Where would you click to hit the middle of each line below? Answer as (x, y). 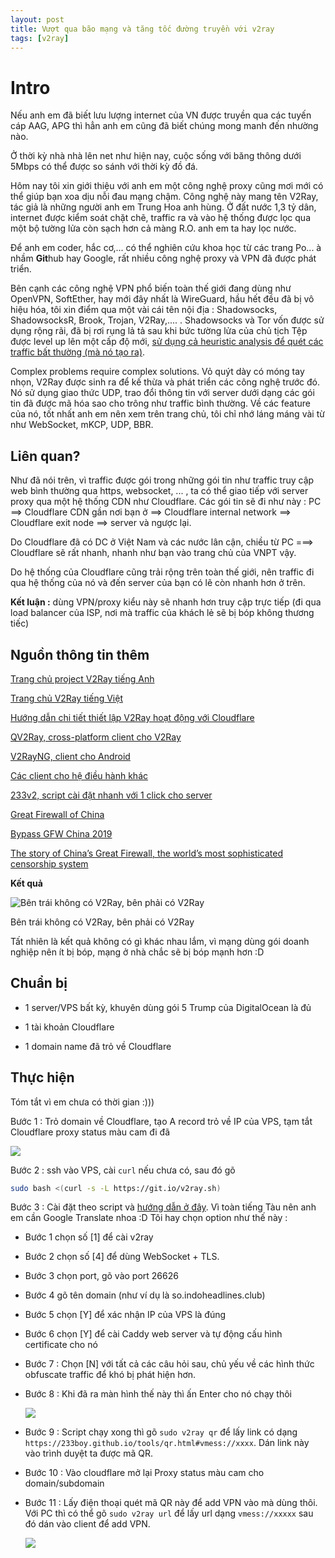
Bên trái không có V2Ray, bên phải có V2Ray (102, 922)
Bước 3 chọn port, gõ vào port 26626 (101, 1276)
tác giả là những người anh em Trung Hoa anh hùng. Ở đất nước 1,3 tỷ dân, (163, 207)
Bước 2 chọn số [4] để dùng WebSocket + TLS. (122, 1257)
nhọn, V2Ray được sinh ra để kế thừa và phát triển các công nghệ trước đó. (165, 382)
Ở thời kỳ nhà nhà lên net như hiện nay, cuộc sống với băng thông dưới (156, 156)
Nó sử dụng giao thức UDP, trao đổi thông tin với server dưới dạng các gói (162, 393)
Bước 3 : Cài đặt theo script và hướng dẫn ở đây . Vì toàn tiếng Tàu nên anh (163, 1207)
